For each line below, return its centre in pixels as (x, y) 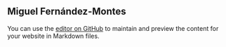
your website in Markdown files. (53, 36)
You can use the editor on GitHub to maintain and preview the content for (113, 28)
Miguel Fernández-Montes (67, 12)
